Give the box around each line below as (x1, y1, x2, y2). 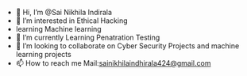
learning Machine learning (15, 25, 102, 33)
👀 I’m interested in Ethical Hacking (15, 16, 128, 25)
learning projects (15, 50, 71, 59)
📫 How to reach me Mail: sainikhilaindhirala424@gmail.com (15, 59, 211, 67)
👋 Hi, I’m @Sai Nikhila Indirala (15, 8, 113, 17)
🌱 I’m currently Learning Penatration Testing (15, 32, 160, 42)
